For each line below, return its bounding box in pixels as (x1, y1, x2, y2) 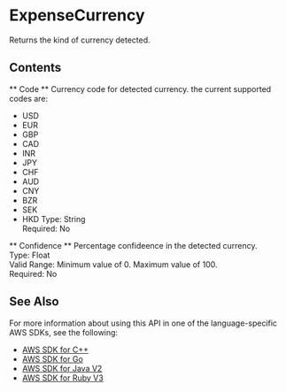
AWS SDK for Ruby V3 (21, 373, 104, 383)
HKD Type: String (21, 213, 86, 224)
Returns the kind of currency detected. (9, 35, 151, 45)
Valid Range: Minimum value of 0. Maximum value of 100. (9, 258, 218, 270)
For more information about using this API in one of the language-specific (9, 318, 277, 328)
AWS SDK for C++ (21, 344, 89, 355)
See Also (9, 294, 59, 310)
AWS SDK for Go (21, 353, 84, 364)
